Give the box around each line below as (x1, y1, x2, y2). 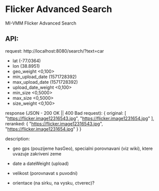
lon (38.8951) (12, 63, 40, 69)
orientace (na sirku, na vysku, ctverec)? (12, 179, 95, 186)
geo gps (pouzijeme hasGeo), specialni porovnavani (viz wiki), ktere (12, 145, 153, 151)
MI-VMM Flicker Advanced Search (5, 20, 77, 26)
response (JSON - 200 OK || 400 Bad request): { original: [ (5, 110, 126, 116)
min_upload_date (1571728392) (12, 74, 77, 80)
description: (5, 135, 30, 141)
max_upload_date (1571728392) (12, 79, 78, 85)
